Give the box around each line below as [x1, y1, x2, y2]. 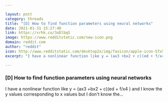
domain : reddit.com [5, 39, 46, 45]
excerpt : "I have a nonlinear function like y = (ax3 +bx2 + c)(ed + [5, 53, 153, 58]
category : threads [5, 16, 43, 21]
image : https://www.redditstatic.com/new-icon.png [5, 35, 113, 40]
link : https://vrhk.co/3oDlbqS [5, 30, 70, 35]
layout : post [5, 11, 32, 16]
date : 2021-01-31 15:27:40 [5, 25, 61, 30]
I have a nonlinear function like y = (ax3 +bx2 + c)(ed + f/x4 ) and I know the [5, 85, 162, 91]
